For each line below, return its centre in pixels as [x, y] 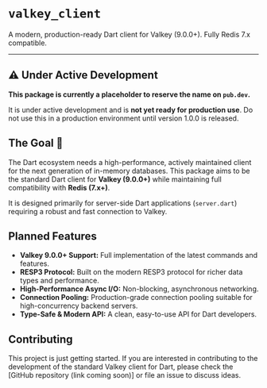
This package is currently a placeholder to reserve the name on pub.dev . [129, 94]
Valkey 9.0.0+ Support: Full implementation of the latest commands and [139, 255]
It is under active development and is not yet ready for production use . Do [131, 109]
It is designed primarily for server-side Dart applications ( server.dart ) [123, 203]
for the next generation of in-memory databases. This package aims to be [129, 171]
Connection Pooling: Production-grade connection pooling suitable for [136, 298]
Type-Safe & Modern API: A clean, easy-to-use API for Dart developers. [138, 314]
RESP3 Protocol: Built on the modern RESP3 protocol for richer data [131, 272]
